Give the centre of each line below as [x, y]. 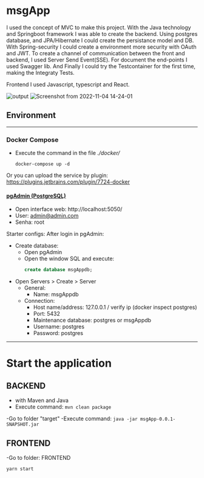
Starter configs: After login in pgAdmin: [55, 234]
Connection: [39, 301]
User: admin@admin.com [47, 216]
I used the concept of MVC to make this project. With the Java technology [99, 27]
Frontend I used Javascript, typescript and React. [68, 84]
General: [35, 288]
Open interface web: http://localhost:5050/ [69, 209]
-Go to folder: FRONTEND [39, 457]
